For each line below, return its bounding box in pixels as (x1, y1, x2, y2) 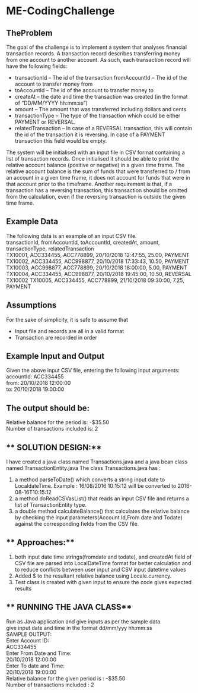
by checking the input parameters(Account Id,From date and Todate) (14, 514, 183, 521)
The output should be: (6, 403, 90, 413)
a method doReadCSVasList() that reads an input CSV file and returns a (14, 495, 190, 502)
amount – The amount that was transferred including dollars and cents (14, 106, 187, 112)
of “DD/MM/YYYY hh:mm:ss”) (14, 99, 88, 106)
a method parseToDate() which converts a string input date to (14, 476, 165, 483)
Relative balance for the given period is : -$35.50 (6, 675, 126, 682)
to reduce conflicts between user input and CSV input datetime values (14, 566, 187, 573)
